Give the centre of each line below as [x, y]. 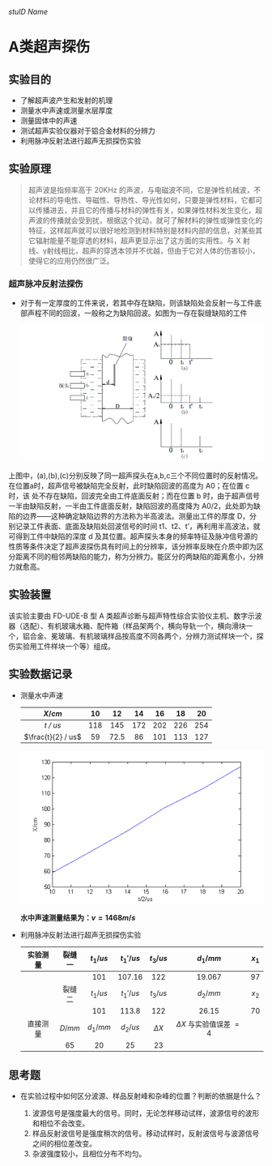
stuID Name [28, 12]
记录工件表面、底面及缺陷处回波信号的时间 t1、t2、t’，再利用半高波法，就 [138, 526]
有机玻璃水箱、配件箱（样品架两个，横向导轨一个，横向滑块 [147, 626]
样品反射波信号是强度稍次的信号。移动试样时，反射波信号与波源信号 [146, 1134]
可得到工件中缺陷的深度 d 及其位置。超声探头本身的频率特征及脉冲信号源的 [133, 536]
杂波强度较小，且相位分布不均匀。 [89, 1154]
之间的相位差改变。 [64, 1144]
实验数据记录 [40, 675]
